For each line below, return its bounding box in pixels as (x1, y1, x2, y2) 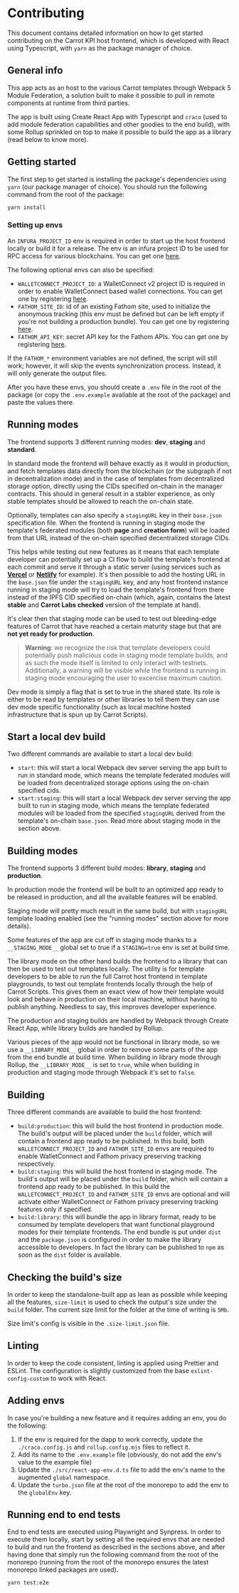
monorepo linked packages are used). (7, 1565, 119, 1574)
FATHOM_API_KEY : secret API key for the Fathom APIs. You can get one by (17, 332, 229, 340)
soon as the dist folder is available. (17, 1250, 122, 1259)
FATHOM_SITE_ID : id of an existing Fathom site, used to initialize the (17, 302, 211, 310)
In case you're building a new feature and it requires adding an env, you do (7, 1413, 227, 1422)
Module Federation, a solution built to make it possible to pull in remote (7, 91, 215, 99)
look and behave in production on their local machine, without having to (7, 995, 218, 1003)
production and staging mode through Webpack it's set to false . (7, 1068, 196, 1077)
